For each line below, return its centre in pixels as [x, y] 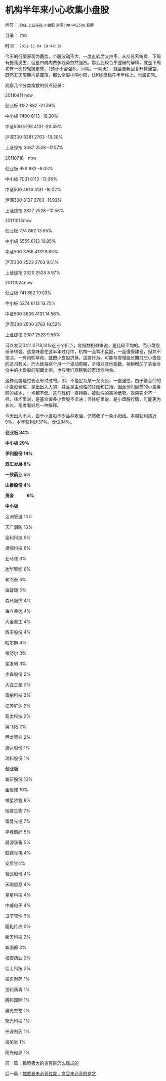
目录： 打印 [16, 35]
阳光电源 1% [18, 1052]
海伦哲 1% [15, 1042]
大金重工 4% [18, 622]
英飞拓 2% [16, 726]
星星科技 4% [18, 895]
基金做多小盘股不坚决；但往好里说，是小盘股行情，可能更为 [100, 399]
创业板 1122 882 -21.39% [30, 105]
